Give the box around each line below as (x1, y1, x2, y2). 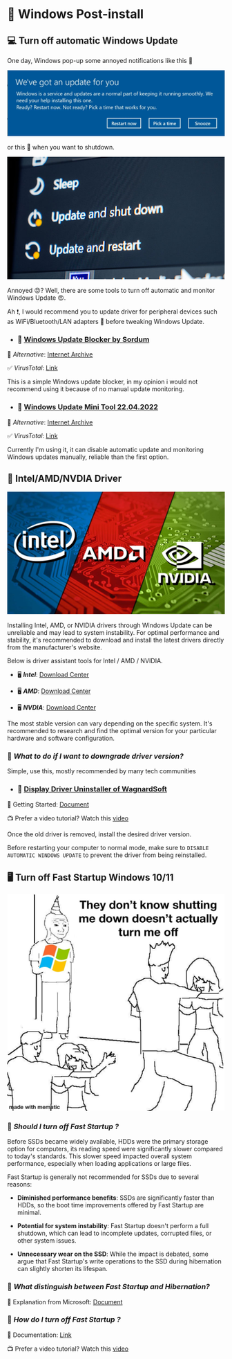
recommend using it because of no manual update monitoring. (7, 385, 184, 393)
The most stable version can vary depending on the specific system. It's (7, 719, 213, 728)
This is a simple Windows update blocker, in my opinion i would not (7, 377, 198, 386)
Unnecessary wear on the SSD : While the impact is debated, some (17, 1250, 209, 1259)
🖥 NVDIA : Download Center (17, 703, 97, 712)
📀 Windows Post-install (7, 6, 144, 22)
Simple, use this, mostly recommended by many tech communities (7, 767, 197, 775)
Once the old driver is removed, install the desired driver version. (7, 830, 192, 838)
